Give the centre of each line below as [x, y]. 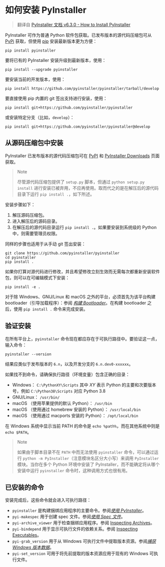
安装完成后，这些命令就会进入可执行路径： [48, 500]
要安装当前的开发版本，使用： [35, 79]
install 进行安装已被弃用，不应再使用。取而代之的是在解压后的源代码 [88, 188]
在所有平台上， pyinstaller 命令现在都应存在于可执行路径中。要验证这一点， [82, 339]
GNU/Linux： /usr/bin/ [36, 397]
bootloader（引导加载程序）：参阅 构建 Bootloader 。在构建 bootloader [76, 303]
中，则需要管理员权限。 [36, 233]
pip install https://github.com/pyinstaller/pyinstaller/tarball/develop [82, 88]
